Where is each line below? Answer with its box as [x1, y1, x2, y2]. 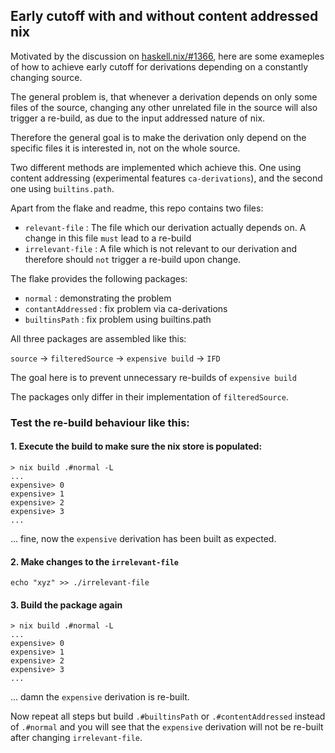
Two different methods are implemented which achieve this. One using [10, 161, 302, 173]
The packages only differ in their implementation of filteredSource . [10, 390, 289, 403]
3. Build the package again [10, 599, 123, 611]
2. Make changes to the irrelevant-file [10, 555, 179, 568]
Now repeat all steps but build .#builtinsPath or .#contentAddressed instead [10, 710, 326, 723]
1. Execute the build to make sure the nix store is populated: [10, 440, 263, 453]
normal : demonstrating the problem [24, 292, 172, 304]
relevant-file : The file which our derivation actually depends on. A [24, 221, 307, 233]
